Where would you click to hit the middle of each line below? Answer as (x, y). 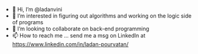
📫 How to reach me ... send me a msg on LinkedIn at (79, 35)
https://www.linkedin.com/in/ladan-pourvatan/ (70, 44)
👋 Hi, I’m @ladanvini (37, 9)
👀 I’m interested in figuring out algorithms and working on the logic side (102, 16)
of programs (28, 22)
